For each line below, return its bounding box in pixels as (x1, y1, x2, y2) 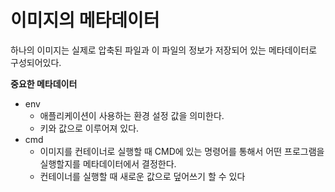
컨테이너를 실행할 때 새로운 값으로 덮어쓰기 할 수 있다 (39, 170, 246, 182)
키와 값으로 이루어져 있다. (39, 122, 140, 134)
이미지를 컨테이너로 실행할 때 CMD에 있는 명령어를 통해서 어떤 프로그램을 (39, 145, 325, 157)
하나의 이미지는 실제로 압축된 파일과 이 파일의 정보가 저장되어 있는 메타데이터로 (10, 44, 318, 56)
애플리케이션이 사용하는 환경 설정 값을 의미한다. (39, 109, 225, 121)
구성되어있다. (10, 56, 62, 68)
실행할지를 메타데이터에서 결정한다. (39, 157, 177, 170)
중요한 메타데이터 (10, 77, 78, 90)
